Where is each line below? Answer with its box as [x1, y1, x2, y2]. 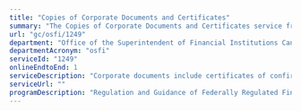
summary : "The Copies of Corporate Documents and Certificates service [9, 21, 282, 30]
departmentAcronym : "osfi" [9, 47, 110, 55]
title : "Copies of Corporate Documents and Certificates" [9, 13, 230, 22]
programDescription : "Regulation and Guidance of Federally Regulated [9, 88, 279, 97]
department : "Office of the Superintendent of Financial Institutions [9, 38, 279, 47]
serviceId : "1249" [9, 55, 78, 64]
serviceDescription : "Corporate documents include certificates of [9, 72, 267, 81]
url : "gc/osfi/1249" [9, 30, 87, 38]
